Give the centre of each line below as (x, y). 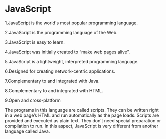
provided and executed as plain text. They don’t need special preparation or (83, 120)
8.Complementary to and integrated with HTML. (54, 90)
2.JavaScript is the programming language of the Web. (62, 32)
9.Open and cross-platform (33, 100)
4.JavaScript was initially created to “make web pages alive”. (68, 52)
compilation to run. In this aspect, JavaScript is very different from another (82, 126)
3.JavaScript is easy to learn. (35, 42)
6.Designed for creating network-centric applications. (60, 71)
